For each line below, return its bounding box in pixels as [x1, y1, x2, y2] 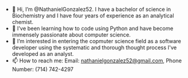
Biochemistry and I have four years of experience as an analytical [11, 12, 174, 19]
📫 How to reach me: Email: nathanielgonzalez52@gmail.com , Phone [11, 57, 182, 64]
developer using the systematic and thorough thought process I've [11, 44, 177, 51]
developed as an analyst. [11, 50, 74, 57]
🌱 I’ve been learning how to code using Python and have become [11, 25, 174, 32]
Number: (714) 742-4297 [11, 66, 74, 73]
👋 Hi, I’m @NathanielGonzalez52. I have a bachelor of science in [11, 6, 171, 13]
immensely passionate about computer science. [11, 31, 131, 38]
